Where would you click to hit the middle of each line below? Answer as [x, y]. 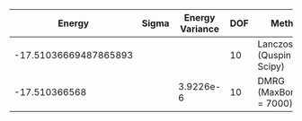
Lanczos [275, 44]
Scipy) [271, 66]
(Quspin [275, 55]
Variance [200, 29]
